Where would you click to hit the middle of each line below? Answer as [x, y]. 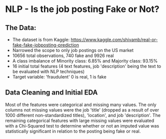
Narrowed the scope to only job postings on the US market [73, 50]
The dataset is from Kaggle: [41, 39]
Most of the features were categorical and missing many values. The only [81, 104]
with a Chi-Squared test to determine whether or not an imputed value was [82, 125]
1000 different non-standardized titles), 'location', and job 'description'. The [83, 115]
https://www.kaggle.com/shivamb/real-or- [114, 39]
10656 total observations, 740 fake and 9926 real [63, 55]
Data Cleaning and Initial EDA [51, 93]
